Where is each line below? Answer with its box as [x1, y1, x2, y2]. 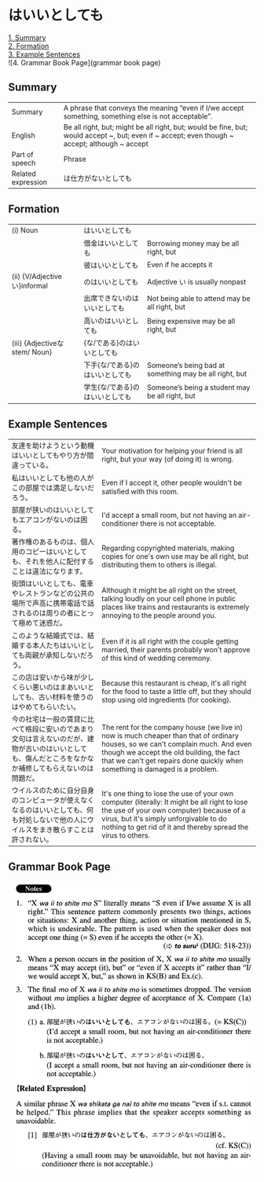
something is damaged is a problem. [101, 765, 218, 774]
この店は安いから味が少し [11, 672, 94, 681]
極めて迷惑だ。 [18, 618, 67, 628]
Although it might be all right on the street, [101, 585, 238, 595]
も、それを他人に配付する [11, 556, 94, 566]
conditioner [101, 519, 139, 528]
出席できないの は [83, 293, 139, 303]
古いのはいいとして [24, 743, 88, 754]
